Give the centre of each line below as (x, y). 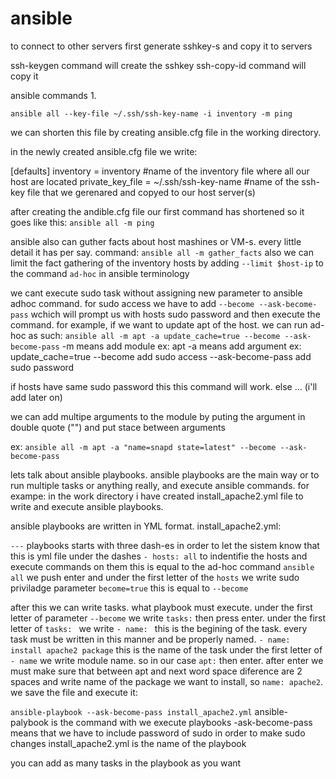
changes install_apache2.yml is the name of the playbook (128, 743)
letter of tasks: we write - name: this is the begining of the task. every (159, 628)
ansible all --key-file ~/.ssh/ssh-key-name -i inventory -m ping (151, 113)
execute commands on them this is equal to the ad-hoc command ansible (162, 566)
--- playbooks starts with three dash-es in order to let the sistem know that (165, 545)
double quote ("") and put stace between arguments (118, 427)
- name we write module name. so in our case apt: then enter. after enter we (167, 660)
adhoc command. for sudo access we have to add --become (132, 303)
